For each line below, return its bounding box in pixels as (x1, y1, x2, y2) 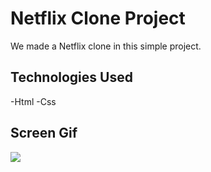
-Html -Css (10, 95, 57, 107)
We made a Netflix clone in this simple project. (10, 40, 202, 52)
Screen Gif (10, 125, 78, 142)
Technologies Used (10, 69, 133, 86)
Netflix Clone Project (10, 7, 186, 30)
